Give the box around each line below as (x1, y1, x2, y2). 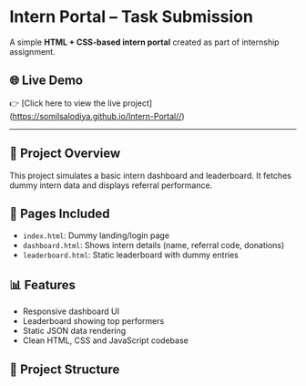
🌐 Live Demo (9, 73, 84, 89)
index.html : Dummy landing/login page (22, 230, 170, 241)
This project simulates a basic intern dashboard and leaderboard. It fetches (9, 170, 291, 181)
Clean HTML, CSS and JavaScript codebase (22, 335, 189, 346)
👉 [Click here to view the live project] (9, 98, 153, 109)
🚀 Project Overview (9, 146, 121, 162)
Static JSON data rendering (22, 326, 127, 337)
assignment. (9, 46, 56, 57)
